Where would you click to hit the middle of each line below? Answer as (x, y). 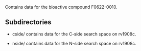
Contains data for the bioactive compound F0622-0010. (61, 7)
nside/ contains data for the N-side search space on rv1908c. (74, 43)
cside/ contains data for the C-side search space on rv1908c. (74, 34)
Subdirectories (28, 22)
